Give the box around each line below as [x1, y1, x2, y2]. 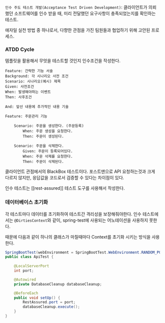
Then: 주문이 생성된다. [23, 134, 64, 139]
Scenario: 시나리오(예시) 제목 [5, 79, 61, 84]
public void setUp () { [14, 295, 60, 300]
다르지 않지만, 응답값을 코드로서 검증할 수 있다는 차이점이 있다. [5, 175, 124, 181]
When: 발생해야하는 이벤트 [5, 89, 51, 95]
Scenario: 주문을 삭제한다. [14, 144, 64, 149]
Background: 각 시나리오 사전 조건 [5, 74, 69, 79]
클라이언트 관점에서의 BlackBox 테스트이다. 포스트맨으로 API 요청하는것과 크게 [5, 168, 156, 174]
